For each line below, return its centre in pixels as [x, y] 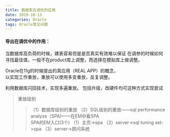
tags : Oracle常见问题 [27, 24]
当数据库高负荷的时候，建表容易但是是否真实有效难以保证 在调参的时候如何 [84, 54]
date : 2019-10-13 [24, 15]
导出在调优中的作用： [28, 41]
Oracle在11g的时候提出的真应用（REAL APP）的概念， [62, 71]
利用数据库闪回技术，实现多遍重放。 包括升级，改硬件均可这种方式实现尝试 [84, 88]
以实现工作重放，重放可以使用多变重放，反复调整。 [59, 77]
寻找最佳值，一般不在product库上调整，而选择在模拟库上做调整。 [74, 60]
